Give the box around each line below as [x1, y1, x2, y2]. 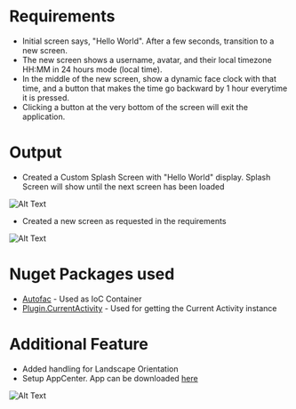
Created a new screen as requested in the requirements [21, 215, 227, 226]
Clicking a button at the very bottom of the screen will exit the [21, 101, 249, 112]
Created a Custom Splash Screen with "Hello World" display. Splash [21, 172, 271, 182]
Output [9, 142, 62, 163]
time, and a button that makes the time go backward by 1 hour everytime [21, 83, 288, 93]
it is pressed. [21, 92, 69, 103]
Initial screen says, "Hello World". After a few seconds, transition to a [21, 36, 275, 46]
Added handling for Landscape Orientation [21, 363, 179, 374]
